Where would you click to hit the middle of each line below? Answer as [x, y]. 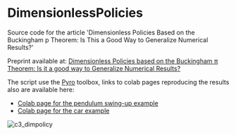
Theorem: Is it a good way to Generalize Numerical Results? [94, 68]
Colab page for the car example [63, 110]
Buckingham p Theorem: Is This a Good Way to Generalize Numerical [108, 39]
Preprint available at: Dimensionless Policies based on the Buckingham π [113, 60]
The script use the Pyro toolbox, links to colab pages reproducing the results [118, 82]
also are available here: [41, 89]
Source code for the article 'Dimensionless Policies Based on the [101, 32]
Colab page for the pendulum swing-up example [88, 103]
